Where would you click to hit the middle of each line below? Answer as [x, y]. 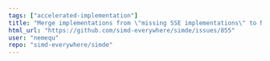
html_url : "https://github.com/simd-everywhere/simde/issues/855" [122, 30]
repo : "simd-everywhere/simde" [61, 45]
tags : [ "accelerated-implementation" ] [73, 15]
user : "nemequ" [34, 38]
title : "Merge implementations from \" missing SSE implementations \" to [133, 23]
